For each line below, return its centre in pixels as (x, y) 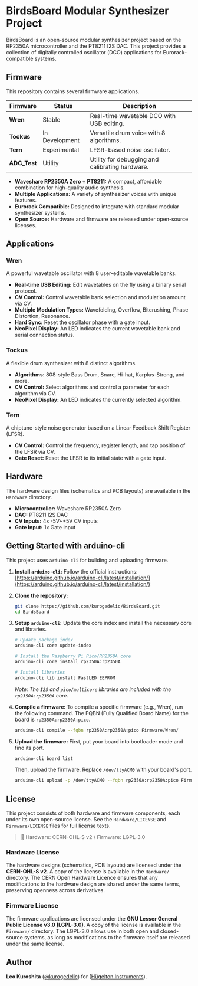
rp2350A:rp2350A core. (42, 695)
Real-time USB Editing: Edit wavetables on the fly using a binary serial (100, 285)
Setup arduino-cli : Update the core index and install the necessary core (103, 623)
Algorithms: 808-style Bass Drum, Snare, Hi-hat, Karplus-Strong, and (100, 374)
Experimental (61, 150)
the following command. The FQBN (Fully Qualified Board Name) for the (102, 713)
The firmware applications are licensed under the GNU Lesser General (92, 918)
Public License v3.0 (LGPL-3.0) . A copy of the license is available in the (94, 925)
